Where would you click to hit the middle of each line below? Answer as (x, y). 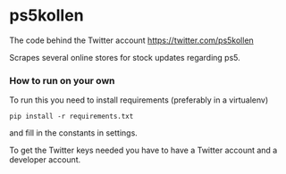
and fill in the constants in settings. (74, 133)
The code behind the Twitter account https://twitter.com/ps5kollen (132, 40)
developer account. (45, 160)
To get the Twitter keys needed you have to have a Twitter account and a (143, 150)
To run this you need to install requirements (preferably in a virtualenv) (139, 100)
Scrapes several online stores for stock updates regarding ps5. (125, 57)
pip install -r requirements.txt (71, 117)
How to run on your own (62, 80)
